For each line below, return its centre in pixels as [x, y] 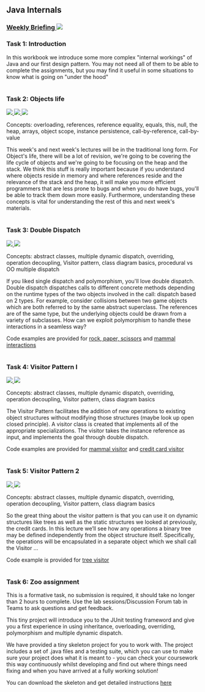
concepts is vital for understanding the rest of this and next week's [91, 202]
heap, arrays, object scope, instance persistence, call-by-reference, [92, 132]
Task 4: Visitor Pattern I [42, 366]
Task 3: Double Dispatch [43, 230]
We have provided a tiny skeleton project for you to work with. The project [100, 645]
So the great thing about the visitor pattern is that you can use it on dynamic [102, 515]
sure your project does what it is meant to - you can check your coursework [102, 658]
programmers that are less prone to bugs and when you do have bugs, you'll [102, 188]
